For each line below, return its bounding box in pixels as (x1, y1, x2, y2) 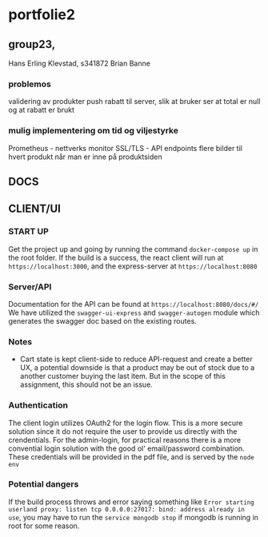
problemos (8, 78, 52, 89)
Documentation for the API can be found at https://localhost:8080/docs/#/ (8, 299, 259, 308)
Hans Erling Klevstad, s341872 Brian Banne (8, 58, 150, 68)
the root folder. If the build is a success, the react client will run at (8, 253, 224, 262)
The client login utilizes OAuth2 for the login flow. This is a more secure (8, 418, 243, 428)
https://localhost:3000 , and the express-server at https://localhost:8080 (8, 261, 258, 271)
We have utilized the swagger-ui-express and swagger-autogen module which (8, 308, 260, 317)
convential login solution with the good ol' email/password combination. (8, 444, 246, 453)
